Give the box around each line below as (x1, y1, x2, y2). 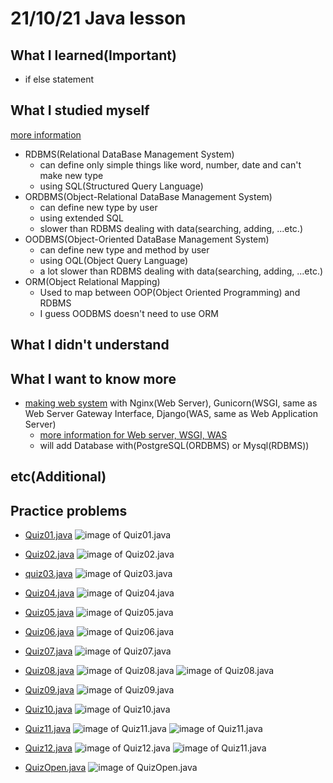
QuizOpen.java (24, 762, 87, 774)
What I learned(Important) (10, 47, 177, 64)
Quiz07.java (24, 645, 73, 657)
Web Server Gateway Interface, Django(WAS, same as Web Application (24, 408, 318, 420)
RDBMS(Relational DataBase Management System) (24, 148, 235, 160)
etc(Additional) (10, 468, 107, 486)
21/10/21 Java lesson (10, 7, 187, 30)
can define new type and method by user (39, 243, 210, 256)
